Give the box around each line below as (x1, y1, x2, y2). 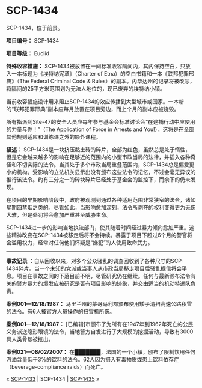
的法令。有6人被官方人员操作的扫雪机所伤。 (6, 308, 115, 315)
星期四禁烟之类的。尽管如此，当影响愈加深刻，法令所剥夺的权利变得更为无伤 (6, 204, 196, 211)
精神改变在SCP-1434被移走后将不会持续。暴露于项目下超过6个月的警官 (11, 231, 188, 238)
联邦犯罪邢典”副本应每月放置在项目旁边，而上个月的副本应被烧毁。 (14, 105, 180, 112)
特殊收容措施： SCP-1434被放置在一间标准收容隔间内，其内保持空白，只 (6, 62, 186, 70)
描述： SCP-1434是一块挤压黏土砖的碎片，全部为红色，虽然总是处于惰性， (6, 145, 191, 153)
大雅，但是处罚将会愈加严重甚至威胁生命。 (6, 211, 112, 218)
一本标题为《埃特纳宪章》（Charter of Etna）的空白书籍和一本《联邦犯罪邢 (11, 70, 194, 77)
